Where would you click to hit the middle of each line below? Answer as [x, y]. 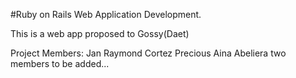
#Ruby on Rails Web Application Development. [106, 14]
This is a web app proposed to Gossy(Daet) [100, 33]
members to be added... [60, 63]
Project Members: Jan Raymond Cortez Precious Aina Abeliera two [148, 53]
